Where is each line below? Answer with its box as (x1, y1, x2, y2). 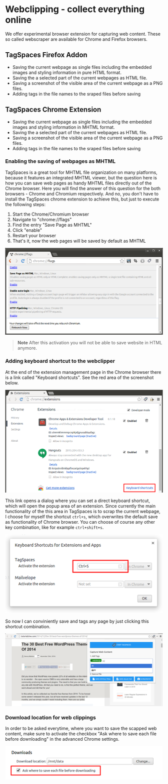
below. (5, 379, 19, 385)
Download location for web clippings (5, 714, 96, 721)
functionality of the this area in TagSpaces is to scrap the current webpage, (5, 509, 161, 515)
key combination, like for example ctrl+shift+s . (5, 524, 104, 531)
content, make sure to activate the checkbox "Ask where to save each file (5, 731, 156, 737)
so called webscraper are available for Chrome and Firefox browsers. (5, 36, 147, 42)
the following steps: (5, 201, 46, 207)
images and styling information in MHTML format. (12, 124, 115, 130)
